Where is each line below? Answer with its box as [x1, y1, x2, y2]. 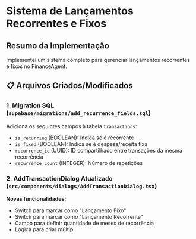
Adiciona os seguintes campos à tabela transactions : [6, 122, 137, 129]
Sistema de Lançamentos [6, 4, 134, 18]
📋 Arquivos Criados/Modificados [6, 80, 133, 91]
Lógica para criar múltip [14, 225, 74, 233]
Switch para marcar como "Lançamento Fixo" [14, 207, 127, 214]
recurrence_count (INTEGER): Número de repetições [14, 159, 143, 166]
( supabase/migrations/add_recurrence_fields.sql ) [6, 109, 151, 117]
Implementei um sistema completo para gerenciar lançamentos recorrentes [6, 57, 190, 63]
